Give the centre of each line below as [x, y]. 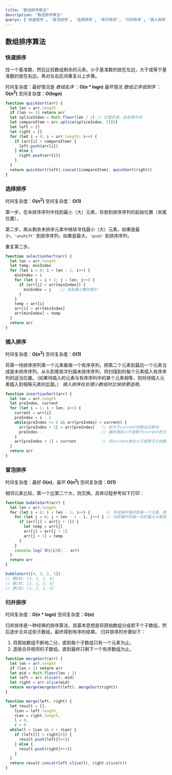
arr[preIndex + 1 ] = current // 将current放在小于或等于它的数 [91, 442]
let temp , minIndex [31, 266]
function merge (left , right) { [39, 701]
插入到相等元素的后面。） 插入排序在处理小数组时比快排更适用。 [76, 384]
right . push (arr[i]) [39, 156]
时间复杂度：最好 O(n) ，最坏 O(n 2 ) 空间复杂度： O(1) [61, 482]
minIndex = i [28, 275]
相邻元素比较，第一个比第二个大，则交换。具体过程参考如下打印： [75, 493]
